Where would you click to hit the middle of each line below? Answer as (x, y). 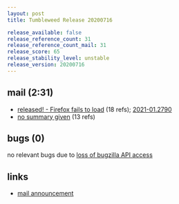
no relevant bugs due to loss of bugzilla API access (80, 155)
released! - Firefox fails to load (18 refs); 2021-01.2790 (94, 109)
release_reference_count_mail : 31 (57, 46)
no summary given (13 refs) (56, 117)
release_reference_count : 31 (49, 39)
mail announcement (45, 194)
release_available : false (44, 33)
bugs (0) (26, 138)
